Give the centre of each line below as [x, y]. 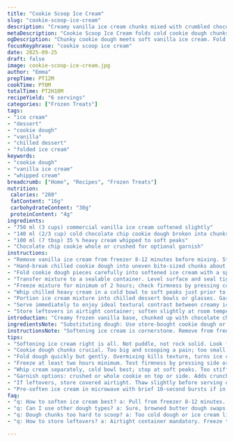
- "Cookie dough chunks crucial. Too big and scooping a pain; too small [117, 350]
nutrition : [23, 189]
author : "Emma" [29, 72]
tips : [15, 337]
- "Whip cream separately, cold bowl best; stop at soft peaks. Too [109, 370]
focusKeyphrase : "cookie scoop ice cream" [70, 46]
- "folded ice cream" [39, 150]
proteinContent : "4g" [41, 214]
